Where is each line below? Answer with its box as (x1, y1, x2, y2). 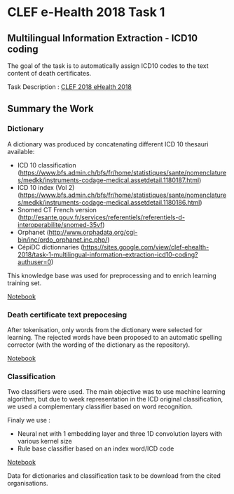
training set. (7, 278, 42, 287)
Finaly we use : (7, 416, 51, 425)
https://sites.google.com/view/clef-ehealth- (83, 242, 209, 251)
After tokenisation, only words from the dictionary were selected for (7, 325, 203, 334)
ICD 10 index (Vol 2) (17, 183, 75, 191)
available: (7, 147, 35, 156)
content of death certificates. (7, 69, 92, 77)
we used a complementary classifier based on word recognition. (7, 402, 193, 411)
